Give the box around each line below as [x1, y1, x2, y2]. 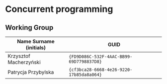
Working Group [5, 23, 54, 32]
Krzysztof [7, 53, 31, 59]
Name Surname [17, 38, 55, 45]
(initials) [25, 44, 46, 51]
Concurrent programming [5, 3, 113, 15]
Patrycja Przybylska [7, 69, 54, 76]
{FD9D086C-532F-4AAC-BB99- [69, 54, 133, 59]
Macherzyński [7, 59, 41, 66]
